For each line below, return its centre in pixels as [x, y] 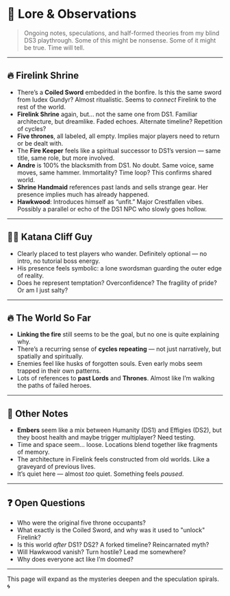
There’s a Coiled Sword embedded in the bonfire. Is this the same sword [119, 92]
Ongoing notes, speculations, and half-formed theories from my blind [122, 33]
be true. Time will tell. [54, 47]
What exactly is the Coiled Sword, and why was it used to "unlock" [111, 530]
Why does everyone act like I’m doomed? [75, 559]
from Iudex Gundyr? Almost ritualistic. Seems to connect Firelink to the [117, 100]
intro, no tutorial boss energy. [59, 261]
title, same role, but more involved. [66, 158]
